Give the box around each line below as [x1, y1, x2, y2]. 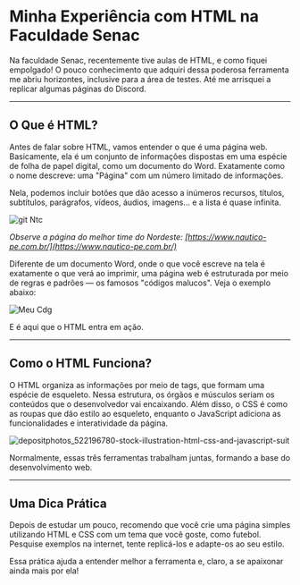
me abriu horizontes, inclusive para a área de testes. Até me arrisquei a [9, 73, 271, 84]
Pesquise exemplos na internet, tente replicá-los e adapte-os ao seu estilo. [9, 538, 285, 549]
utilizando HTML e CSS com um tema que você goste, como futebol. [9, 530, 262, 540]
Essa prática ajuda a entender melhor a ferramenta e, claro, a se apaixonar [9, 556, 284, 567]
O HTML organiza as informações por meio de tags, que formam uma [9, 379, 265, 390]
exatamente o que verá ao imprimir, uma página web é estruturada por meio [9, 267, 288, 278]
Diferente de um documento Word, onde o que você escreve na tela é [9, 258, 266, 269]
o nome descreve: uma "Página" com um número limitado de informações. [9, 170, 284, 181]
